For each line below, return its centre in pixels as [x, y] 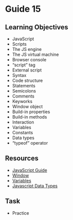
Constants [23, 133]
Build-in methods [30, 117]
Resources [22, 159]
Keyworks [22, 101]
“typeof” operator [30, 143]
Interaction [23, 122]
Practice [21, 213]
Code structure [27, 80]
